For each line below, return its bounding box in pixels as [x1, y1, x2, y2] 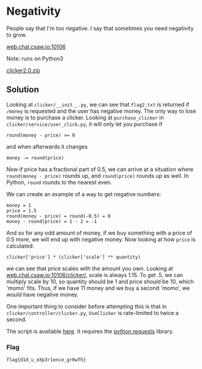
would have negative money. [6, 291, 79, 298]
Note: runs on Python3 [6, 55, 64, 62]
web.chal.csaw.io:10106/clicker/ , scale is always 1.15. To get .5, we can [6, 271, 184, 278]
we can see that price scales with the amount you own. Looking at [6, 265, 173, 272]
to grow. [6, 31, 27, 38]
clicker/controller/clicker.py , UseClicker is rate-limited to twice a [6, 309, 179, 316]
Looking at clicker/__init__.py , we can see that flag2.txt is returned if [6, 101, 190, 108]
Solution [6, 85, 39, 95]
